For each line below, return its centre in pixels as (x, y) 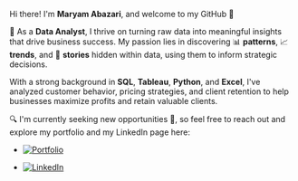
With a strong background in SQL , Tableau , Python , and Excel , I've (135, 82)
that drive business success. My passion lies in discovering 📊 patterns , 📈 (149, 42)
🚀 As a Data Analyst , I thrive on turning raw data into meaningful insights (146, 31)
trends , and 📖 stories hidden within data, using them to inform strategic (144, 55)
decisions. (29, 64)
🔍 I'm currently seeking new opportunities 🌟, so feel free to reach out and (148, 119)
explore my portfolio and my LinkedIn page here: (100, 132)
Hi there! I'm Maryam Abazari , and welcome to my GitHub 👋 (122, 14)
